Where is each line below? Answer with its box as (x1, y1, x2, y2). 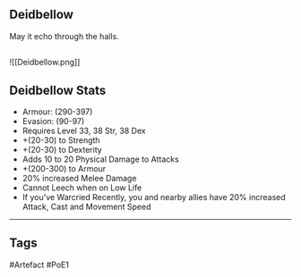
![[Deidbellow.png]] (9, 57, 81, 68)
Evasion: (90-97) (21, 116, 85, 127)
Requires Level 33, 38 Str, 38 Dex (21, 125, 146, 137)
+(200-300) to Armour (21, 164, 107, 174)
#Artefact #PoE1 (9, 259, 70, 270)
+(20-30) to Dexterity (21, 145, 103, 155)
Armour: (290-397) (21, 106, 93, 117)
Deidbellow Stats (9, 82, 107, 97)
